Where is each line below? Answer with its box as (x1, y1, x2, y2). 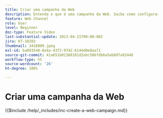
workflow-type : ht (5, 57, 42, 62)
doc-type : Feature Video (5, 30, 55, 35)
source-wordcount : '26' (5, 61, 53, 66)
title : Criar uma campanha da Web (5, 7, 75, 12)
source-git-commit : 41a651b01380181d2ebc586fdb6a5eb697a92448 (5, 52, 133, 58)
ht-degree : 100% (5, 66, 38, 71)
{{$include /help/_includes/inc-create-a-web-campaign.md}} (5, 107, 128, 113)
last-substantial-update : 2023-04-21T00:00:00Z (5, 35, 103, 39)
